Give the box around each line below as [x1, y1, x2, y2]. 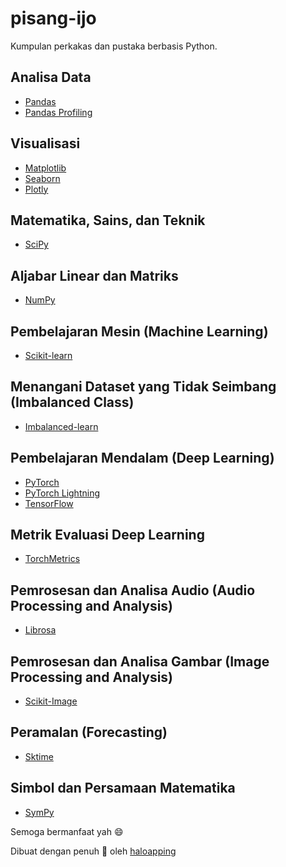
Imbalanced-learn [24, 420, 99, 432]
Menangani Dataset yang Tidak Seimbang [10, 378, 277, 396]
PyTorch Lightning [24, 487, 100, 499]
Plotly [24, 183, 49, 195]
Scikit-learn [24, 350, 73, 361]
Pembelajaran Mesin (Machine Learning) [10, 323, 269, 340]
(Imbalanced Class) [10, 394, 135, 411]
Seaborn [24, 172, 61, 184]
